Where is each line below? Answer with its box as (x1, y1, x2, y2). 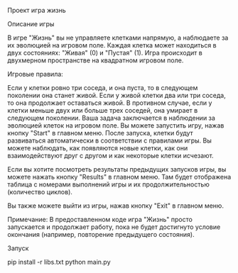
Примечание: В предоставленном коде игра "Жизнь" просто (7, 216, 193, 223)
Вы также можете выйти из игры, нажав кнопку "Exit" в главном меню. (7, 201, 224, 210)
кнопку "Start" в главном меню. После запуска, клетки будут (7, 129, 193, 137)
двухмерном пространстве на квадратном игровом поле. (7, 56, 184, 65)
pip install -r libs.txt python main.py (7, 258, 112, 266)
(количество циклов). (7, 188, 73, 196)
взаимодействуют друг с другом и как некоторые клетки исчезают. (7, 152, 215, 160)
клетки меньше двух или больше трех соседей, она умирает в (7, 106, 198, 114)
